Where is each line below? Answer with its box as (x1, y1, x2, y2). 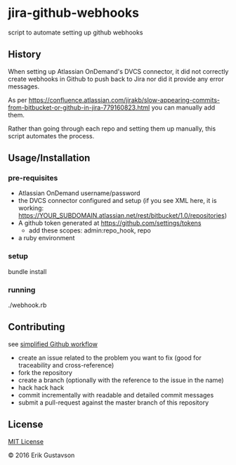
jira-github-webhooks (8, 5, 140, 21)
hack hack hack (18, 383, 65, 391)
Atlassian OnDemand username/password (18, 189, 140, 197)
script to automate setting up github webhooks (8, 28, 143, 37)
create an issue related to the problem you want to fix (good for (18, 353, 202, 362)
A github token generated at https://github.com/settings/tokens (18, 219, 202, 228)
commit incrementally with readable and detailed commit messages (18, 391, 214, 399)
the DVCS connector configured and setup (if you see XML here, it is (18, 197, 217, 205)
